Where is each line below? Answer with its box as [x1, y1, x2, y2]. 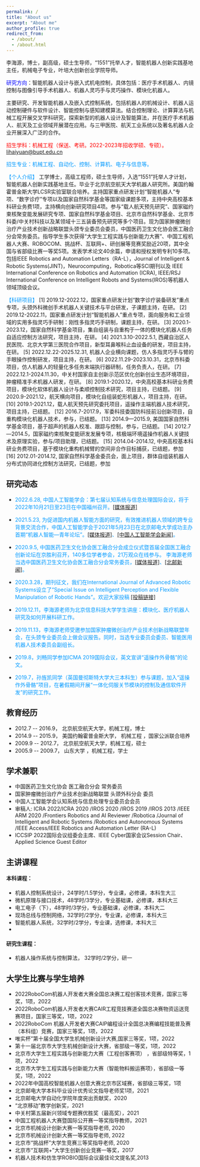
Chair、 [167, 831, 186, 839]
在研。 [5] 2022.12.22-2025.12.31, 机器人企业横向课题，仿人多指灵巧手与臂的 [6, 348, 194, 355]
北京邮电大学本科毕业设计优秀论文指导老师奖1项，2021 [14, 1087, 149, 1094]
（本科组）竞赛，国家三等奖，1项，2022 [14, 1027, 114, 1034]
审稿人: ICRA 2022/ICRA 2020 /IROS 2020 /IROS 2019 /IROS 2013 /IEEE [14, 805, 190, 812]
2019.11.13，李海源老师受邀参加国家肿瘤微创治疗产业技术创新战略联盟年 [14, 626, 190, 633]
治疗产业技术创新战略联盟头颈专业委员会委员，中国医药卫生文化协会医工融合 [6, 225, 194, 232]
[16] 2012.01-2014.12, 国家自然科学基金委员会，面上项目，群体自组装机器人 [6, 452, 189, 459]
